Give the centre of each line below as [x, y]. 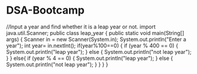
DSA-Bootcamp [46, 10]
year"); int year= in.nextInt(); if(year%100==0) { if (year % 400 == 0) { [92, 46]
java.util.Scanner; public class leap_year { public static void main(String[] [95, 33]
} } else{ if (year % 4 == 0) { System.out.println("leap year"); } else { [90, 58]
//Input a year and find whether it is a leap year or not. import [81, 27]
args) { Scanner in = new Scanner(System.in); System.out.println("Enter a [96, 39]
